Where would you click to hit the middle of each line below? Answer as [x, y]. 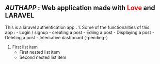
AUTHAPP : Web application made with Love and [80, 8]
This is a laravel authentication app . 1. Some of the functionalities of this [77, 27]
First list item [25, 47]
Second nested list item [43, 57]
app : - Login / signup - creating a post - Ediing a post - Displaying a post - [80, 32]
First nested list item [40, 52]
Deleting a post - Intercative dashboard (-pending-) [56, 37]
